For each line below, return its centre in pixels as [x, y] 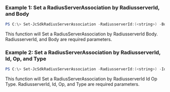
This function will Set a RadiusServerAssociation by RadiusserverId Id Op [81, 79]
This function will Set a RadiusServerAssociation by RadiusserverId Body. [82, 34]
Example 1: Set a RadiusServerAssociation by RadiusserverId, [82, 8]
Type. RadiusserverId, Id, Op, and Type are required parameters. [73, 84]
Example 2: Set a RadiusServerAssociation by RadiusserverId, [83, 53]
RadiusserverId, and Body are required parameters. [59, 39]
